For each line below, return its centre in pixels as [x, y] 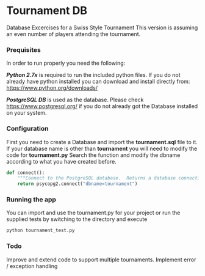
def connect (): [26, 172]
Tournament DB [47, 11]
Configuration [27, 129]
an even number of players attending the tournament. [74, 34]
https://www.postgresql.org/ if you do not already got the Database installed [102, 106]
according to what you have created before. [62, 161]
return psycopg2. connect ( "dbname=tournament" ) [77, 184]
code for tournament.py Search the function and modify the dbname [93, 155]
